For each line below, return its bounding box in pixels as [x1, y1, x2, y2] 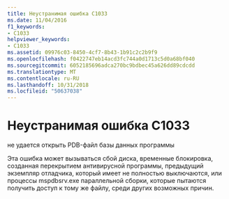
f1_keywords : [7, 23, 45, 30]
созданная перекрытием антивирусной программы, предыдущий [7, 161, 204, 170]
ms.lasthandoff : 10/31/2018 [7, 81, 89, 88]
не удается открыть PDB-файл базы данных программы [7, 141, 175, 150]
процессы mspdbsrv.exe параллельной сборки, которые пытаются [7, 177, 207, 185]
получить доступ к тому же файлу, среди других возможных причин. [7, 184, 214, 192]
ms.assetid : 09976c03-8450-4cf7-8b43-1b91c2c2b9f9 [7, 49, 158, 56]
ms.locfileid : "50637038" [7, 88, 82, 95]
